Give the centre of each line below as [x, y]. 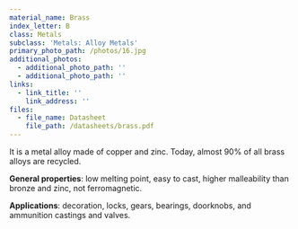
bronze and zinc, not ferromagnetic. [76, 188]
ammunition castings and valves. [70, 215]
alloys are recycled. [45, 161]
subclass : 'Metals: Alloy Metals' [74, 43]
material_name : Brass [50, 18]
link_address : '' [58, 101]
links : [22, 84]
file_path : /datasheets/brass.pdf [90, 127]
